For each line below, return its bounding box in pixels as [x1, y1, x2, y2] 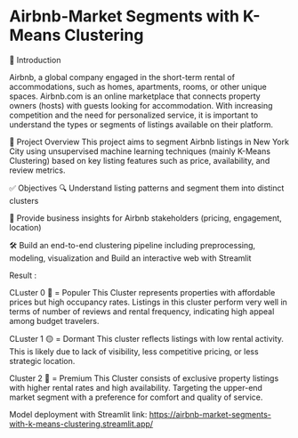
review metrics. [9, 165, 66, 175]
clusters [9, 195, 39, 206]
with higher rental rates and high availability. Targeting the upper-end [9, 382, 262, 393]
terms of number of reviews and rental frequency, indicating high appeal [9, 305, 275, 317]
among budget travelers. [9, 315, 100, 326]
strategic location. [9, 355, 76, 366]
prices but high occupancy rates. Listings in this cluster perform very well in [9, 296, 287, 307]
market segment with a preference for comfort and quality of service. [9, 392, 263, 402]
